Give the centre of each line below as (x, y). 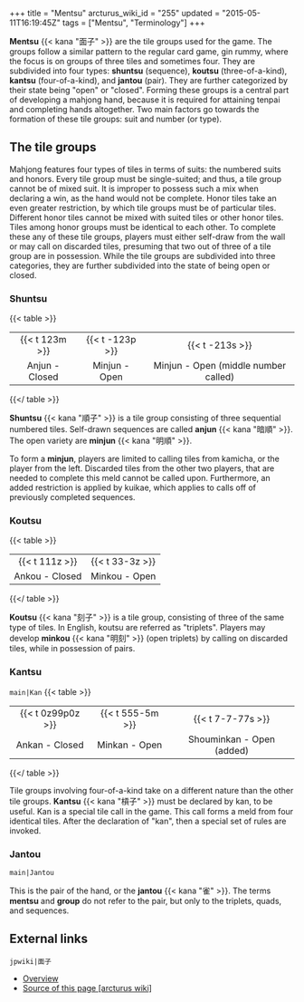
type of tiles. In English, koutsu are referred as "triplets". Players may (138, 628)
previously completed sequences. (72, 497)
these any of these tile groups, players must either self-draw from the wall (147, 236)
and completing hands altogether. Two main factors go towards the (134, 109)
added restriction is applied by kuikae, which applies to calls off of (133, 487)
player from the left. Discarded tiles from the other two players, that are (142, 468)
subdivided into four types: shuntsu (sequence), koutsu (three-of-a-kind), (148, 71)
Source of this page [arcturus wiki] (87, 988)
